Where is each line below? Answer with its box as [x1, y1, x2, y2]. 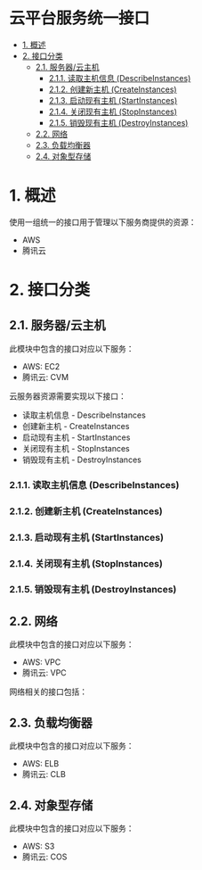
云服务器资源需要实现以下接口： [9, 390, 126, 402]
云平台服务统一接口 [9, 8, 150, 29]
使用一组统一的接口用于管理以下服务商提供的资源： [9, 216, 197, 228]
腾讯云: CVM [21, 371, 69, 382]
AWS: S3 [21, 841, 55, 851]
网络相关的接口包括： [9, 686, 87, 697]
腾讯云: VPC [21, 667, 67, 678]
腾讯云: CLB [21, 769, 67, 780]
